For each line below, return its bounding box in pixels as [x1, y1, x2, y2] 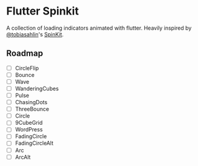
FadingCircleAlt [15, 139, 53, 147]
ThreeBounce [15, 105, 50, 113]
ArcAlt [15, 153, 31, 161]
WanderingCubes [15, 85, 59, 92]
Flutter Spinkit [6, 4, 79, 18]
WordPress [15, 126, 43, 133]
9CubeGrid [15, 119, 43, 127]
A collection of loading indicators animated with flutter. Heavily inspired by [6, 24, 192, 32]
